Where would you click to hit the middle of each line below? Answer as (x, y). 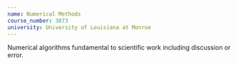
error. (15, 55)
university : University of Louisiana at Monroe (79, 27)
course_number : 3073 (38, 21)
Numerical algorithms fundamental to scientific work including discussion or (119, 48)
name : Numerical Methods (44, 14)
